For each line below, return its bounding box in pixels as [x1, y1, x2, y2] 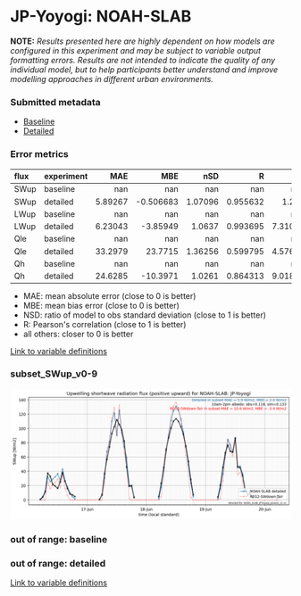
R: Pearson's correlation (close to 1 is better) [22, 319, 187, 329]
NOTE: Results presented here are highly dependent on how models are [10, 36, 275, 46]
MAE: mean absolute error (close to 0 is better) [22, 290, 196, 301]
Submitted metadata [10, 95, 101, 108]
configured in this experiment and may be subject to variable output [10, 45, 262, 55]
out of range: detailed [10, 557, 106, 569]
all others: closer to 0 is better [22, 328, 134, 339]
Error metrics [10, 148, 70, 161]
